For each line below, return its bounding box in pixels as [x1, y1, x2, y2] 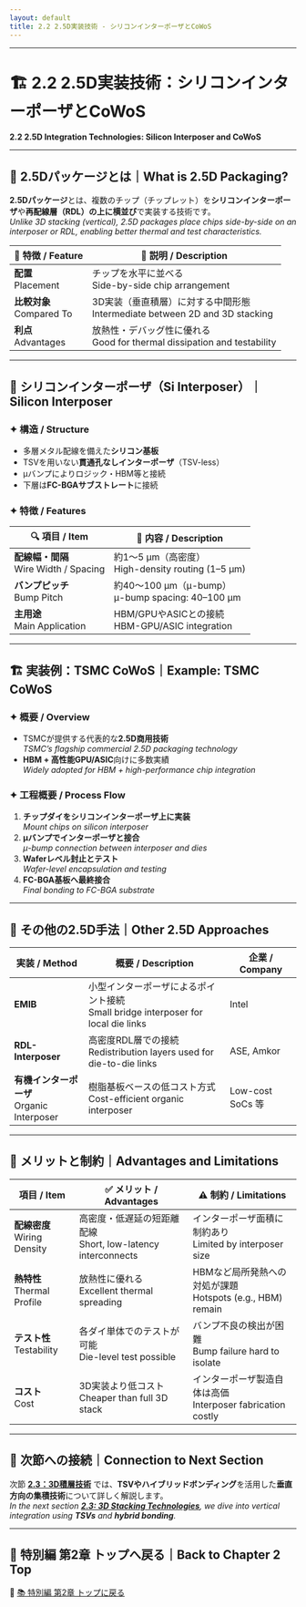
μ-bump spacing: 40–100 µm [113, 592, 241, 604]
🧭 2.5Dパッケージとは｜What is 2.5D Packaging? [9, 169, 289, 184]
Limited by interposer [192, 1237, 284, 1250]
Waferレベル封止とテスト [22, 853, 118, 864]
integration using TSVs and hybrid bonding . [9, 1509, 177, 1520]
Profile [14, 1295, 43, 1308]
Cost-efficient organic [87, 1093, 185, 1106]
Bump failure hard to [192, 1344, 280, 1357]
